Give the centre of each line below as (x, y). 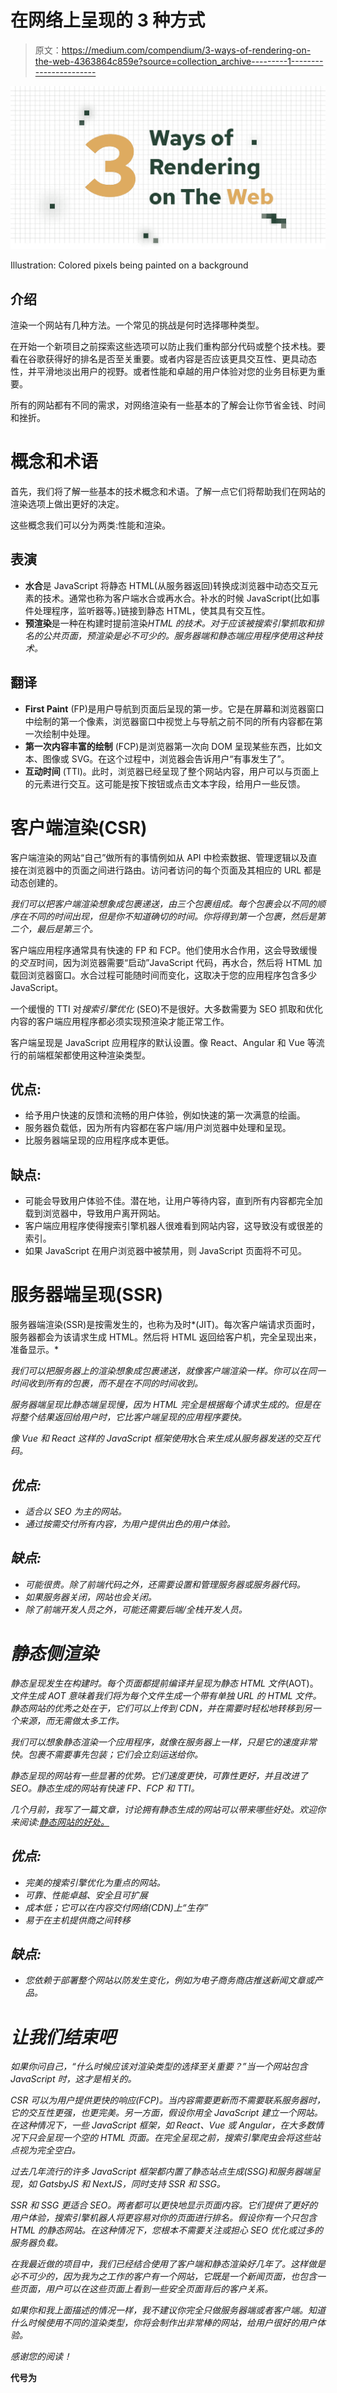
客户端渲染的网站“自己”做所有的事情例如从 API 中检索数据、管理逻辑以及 (159, 857)
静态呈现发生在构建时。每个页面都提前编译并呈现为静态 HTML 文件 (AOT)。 (164, 1683)
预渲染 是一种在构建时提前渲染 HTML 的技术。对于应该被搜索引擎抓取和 (170, 623)
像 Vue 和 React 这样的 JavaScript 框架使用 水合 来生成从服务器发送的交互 (161, 1438)
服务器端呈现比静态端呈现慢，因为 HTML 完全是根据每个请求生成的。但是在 (165, 1405)
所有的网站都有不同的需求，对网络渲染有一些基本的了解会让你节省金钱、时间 (168, 405)
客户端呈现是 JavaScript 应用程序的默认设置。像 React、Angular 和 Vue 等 (163, 1042)
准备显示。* (35, 1350)
